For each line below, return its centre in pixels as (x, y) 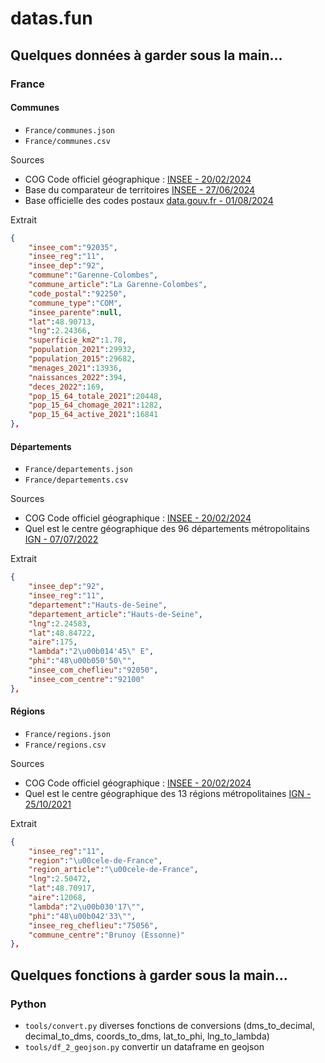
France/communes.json (69, 130)
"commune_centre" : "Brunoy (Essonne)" (107, 935)
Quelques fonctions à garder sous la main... (149, 975)
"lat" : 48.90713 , (62, 322)
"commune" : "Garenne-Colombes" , (93, 275)
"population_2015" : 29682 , (82, 359)
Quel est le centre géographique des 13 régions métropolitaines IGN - (168, 793)
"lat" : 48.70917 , (62, 888)
